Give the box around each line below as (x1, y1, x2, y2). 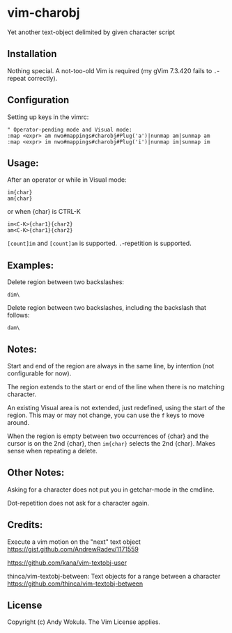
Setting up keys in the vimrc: (7, 113, 89, 121)
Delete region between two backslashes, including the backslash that (7, 304, 207, 312)
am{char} (7, 195, 33, 203)
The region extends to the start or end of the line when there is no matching (7, 383, 225, 391)
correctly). (27, 74, 58, 82)
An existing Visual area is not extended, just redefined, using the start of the (7, 404, 225, 412)
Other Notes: (7, 467, 65, 478)
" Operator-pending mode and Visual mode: (7, 126, 132, 133)
